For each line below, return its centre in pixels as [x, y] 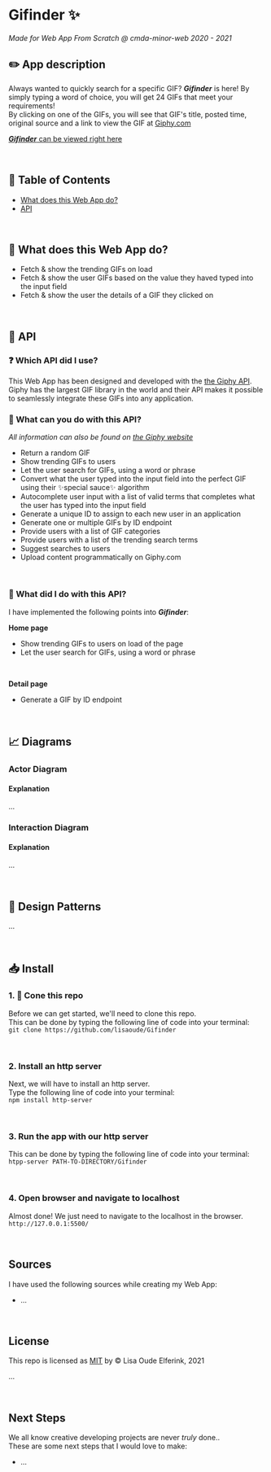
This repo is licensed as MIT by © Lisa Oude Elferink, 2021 [107, 1360]
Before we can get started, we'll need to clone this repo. [103, 1013]
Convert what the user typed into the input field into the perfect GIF [133, 479]
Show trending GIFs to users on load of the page [102, 643]
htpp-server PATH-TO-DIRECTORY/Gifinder [78, 1162]
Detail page [28, 683]
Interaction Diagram [49, 828]
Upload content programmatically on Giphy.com [101, 557]
